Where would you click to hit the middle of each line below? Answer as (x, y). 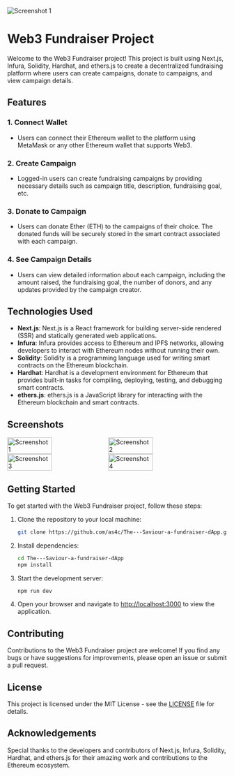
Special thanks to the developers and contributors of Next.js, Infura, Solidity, (117, 750)
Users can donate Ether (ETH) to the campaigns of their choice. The (115, 226)
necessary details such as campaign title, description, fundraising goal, (119, 186)
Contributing (36, 633)
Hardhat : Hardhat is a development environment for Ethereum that (112, 373)
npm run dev (34, 591)
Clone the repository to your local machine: (79, 519)
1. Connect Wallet (37, 122)
